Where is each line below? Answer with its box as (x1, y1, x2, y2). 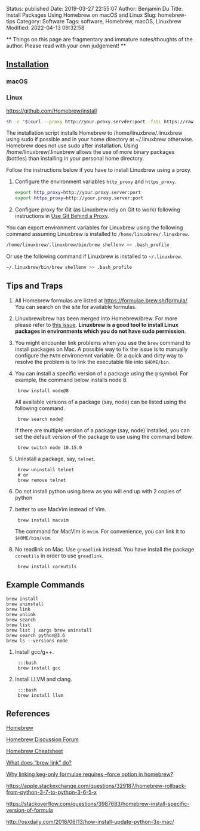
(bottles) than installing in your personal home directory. (6, 155, 144, 162)
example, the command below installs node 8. (14, 376, 128, 383)
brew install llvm (17, 692, 64, 698)
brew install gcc (17, 665, 61, 671)
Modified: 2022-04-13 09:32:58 (6, 24, 85, 31)
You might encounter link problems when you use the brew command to (14, 339, 191, 346)
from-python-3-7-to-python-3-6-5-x (6, 788, 97, 796)
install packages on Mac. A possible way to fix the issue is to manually (14, 345, 188, 353)
